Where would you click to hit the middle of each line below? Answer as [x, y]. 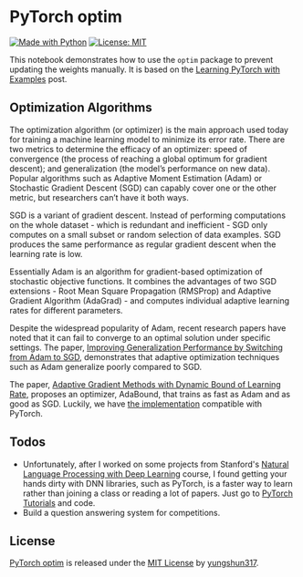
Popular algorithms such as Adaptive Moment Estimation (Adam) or [136, 178]
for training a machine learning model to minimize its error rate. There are [147, 139]
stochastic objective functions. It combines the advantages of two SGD [143, 281]
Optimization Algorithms [81, 108]
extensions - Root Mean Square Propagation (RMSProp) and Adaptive [141, 291]
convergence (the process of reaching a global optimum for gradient [138, 159]
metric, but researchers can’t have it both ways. [99, 197]
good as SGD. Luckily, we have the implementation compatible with [136, 404]
